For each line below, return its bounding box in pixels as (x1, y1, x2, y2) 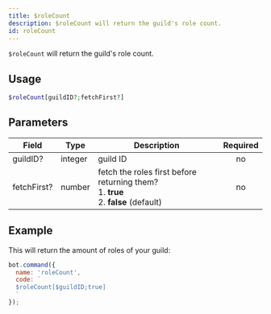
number (60, 181, 90, 192)
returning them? (98, 176, 159, 188)
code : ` (15, 275, 42, 284)
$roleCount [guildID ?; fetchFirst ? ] (8, 93, 125, 101)
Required (223, 139, 259, 151)
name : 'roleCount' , (15, 268, 81, 276)
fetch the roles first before (98, 166, 198, 177)
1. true (98, 186, 124, 197)
